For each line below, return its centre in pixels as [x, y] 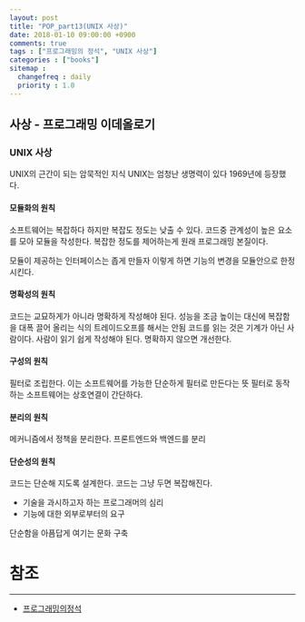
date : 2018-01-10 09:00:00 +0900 [73, 35]
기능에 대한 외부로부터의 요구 [74, 514]
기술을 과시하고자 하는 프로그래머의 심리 [93, 503]
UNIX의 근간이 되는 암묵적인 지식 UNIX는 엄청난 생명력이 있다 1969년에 [136, 174]
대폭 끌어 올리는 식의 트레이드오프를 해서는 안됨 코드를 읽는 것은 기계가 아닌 [152, 327]
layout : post [34, 18]
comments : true [38, 43]
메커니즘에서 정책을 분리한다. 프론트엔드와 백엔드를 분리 [108, 439]
